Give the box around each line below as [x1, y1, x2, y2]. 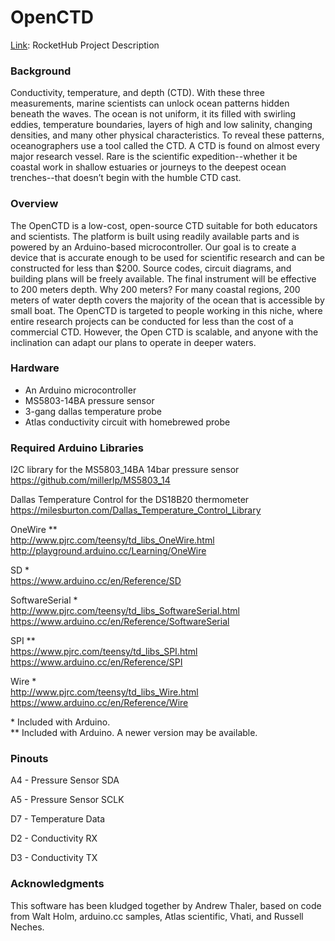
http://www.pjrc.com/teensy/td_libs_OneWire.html [10, 534, 215, 546]
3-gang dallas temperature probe [24, 405, 162, 417]
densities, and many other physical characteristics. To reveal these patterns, [10, 129, 325, 141]
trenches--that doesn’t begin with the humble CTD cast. [10, 172, 242, 184]
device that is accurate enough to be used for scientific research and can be [10, 251, 325, 263]
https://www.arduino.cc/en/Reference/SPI [10, 656, 183, 668]
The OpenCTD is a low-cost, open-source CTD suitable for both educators [10, 219, 318, 231]
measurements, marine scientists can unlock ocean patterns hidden [10, 97, 290, 110]
